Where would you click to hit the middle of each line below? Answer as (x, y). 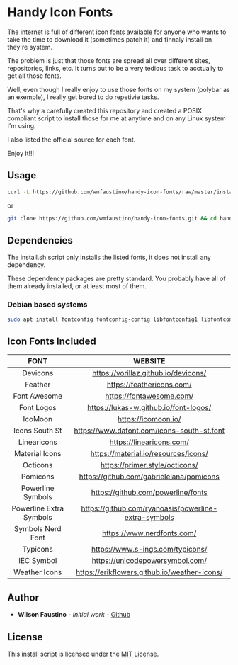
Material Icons (38, 454)
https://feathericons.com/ (149, 385)
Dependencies (40, 240)
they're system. (30, 47)
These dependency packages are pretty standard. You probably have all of (117, 279)
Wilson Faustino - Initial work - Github (74, 615)
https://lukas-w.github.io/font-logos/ (149, 408)
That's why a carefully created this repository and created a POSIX (105, 110)
